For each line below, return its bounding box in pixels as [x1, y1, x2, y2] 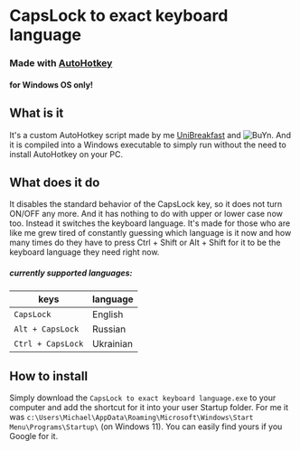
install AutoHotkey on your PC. [9, 148, 124, 159]
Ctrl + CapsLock [14, 339, 84, 349]
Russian [91, 323, 127, 335]
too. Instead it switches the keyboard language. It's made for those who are [9, 218, 291, 229]
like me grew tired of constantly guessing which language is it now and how [9, 228, 292, 239]
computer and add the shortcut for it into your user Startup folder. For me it [9, 402, 289, 413]
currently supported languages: [9, 267, 133, 278]
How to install [9, 368, 89, 384]
